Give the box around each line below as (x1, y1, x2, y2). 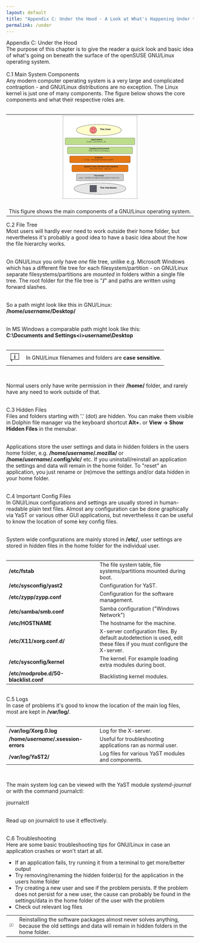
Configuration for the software (99, 590, 174, 597)
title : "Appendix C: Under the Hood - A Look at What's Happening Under (6, 15, 190, 22)
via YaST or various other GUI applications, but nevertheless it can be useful (6, 512, 193, 519)
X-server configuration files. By (99, 628, 177, 635)
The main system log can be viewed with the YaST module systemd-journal (6, 781, 192, 788)
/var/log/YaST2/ (8, 753, 50, 760)
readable (6, 505, 28, 512)
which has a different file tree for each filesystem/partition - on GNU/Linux (6, 264, 189, 271)
